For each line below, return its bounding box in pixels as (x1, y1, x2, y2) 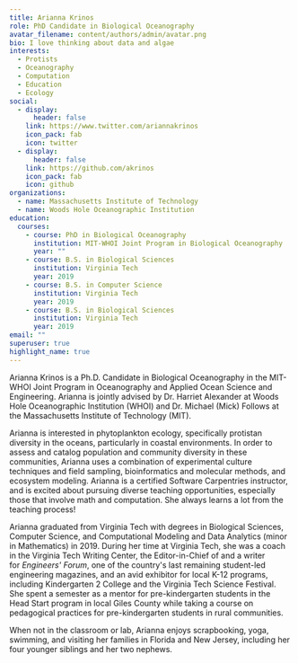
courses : (17, 222, 50, 231)
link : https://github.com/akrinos (25, 164, 154, 172)
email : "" (9, 331, 47, 340)
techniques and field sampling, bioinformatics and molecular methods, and (9, 465, 285, 476)
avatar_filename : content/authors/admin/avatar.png (9, 30, 206, 39)
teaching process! (9, 504, 76, 515)
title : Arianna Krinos (9, 13, 94, 22)
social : (9, 96, 39, 106)
